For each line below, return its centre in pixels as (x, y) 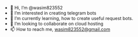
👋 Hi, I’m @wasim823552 (36, 8)
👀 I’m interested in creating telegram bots (53, 13)
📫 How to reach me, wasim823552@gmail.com (60, 29)
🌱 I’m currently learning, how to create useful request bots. (72, 18)
